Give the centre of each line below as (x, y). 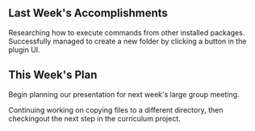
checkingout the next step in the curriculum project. (95, 118)
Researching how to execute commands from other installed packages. (127, 32)
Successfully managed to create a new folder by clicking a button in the (127, 41)
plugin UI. (24, 49)
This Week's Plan (53, 75)
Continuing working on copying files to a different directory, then (116, 110)
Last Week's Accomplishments (88, 13)
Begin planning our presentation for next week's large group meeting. (124, 94)
